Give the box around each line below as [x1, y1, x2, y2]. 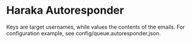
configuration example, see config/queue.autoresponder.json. [6, 29, 161, 36]
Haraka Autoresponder [6, 4, 124, 17]
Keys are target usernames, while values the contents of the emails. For [6, 23, 185, 30]
